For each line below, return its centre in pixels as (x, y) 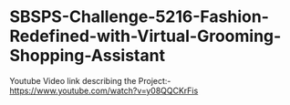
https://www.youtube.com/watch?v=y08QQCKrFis (104, 90)
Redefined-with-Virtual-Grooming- (145, 36)
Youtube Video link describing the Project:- (90, 80)
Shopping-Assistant (88, 56)
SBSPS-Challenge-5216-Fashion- (139, 17)
